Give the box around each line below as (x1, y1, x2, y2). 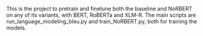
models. (6, 24, 27, 31)
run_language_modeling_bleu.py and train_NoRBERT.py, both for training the (6, 18, 198, 25)
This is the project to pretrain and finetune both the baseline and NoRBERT (6, 5, 193, 12)
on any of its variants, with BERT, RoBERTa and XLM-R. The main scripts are (6, 11, 196, 19)
